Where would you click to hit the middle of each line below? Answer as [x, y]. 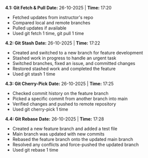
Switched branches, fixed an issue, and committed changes [74, 63]
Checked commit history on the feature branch [60, 93]
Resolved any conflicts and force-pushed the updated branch [75, 144]
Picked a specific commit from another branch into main [70, 98]
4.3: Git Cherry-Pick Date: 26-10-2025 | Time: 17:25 [59, 83]
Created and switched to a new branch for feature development [78, 53]
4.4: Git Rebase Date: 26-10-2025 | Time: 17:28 [55, 119]
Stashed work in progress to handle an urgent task [64, 58]
